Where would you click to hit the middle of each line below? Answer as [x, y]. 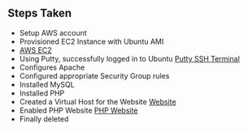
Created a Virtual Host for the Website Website [98, 101]
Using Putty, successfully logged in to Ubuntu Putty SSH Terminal [130, 58]
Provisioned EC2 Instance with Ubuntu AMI [91, 41]
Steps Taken [40, 13]
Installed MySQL [47, 84]
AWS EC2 [35, 50]
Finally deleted [44, 119]
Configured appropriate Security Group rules [94, 75]
